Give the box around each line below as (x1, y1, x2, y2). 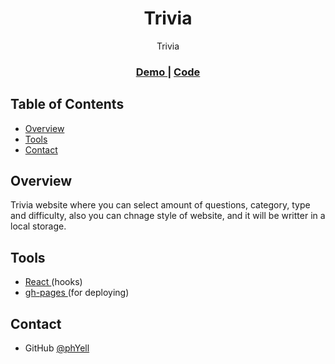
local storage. (10, 220, 67, 232)
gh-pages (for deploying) (24, 287, 130, 299)
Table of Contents (10, 96, 125, 113)
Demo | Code (135, 65, 201, 79)
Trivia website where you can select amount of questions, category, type (10, 199, 311, 211)
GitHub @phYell (24, 342, 90, 354)
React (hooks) (24, 276, 83, 288)
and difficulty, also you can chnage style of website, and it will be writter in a (10, 210, 326, 222)
